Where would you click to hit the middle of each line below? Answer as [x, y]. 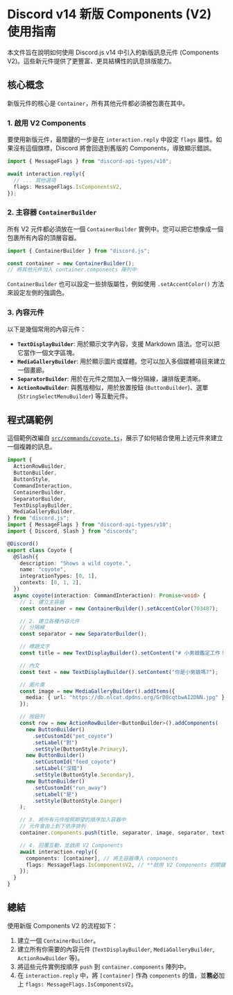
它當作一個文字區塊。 [48, 352]
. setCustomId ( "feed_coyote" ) [74, 762]
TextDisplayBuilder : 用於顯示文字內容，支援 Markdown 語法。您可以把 [119, 344]
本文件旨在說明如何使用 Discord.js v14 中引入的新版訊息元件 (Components [113, 52]
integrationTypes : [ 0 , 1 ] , [59, 576]
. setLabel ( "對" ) [55, 742]
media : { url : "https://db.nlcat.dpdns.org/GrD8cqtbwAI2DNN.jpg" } [125, 698]
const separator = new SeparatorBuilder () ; [84, 634]
